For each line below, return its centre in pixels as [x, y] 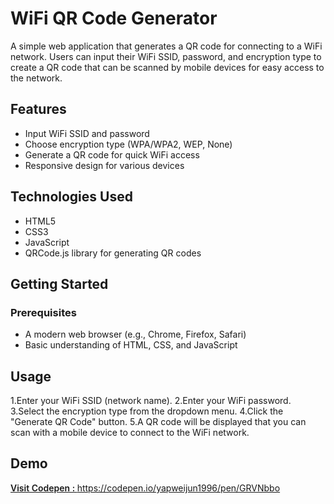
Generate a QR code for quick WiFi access [112, 154]
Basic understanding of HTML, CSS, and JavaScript [131, 345]
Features [38, 109]
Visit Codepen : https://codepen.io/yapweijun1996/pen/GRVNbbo [145, 488]
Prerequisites [43, 312]
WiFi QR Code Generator [114, 18]
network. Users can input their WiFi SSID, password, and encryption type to [166, 56]
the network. [36, 78]
